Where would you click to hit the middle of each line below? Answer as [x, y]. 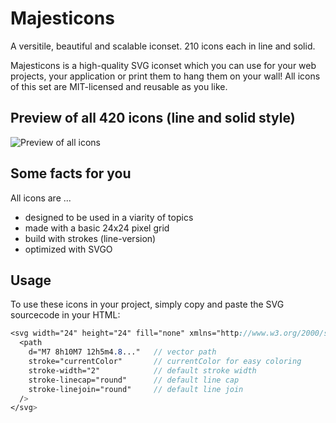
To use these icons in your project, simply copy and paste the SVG [147, 304]
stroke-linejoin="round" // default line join [136, 389]
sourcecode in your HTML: [65, 315]
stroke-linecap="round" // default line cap [134, 380]
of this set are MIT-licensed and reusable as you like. [119, 86]
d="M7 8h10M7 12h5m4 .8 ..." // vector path [122, 352]
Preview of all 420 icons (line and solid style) [153, 118]
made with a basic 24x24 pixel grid [97, 228]
